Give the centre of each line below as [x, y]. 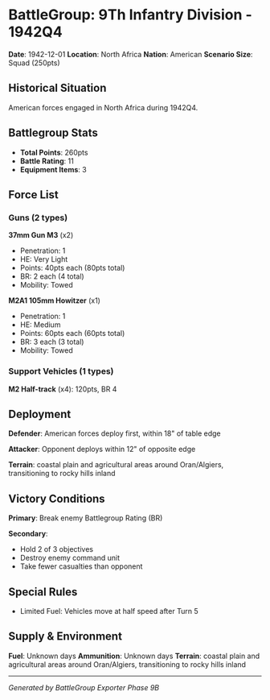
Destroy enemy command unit [70, 558]
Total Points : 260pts [54, 152]
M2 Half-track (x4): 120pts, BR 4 [63, 389]
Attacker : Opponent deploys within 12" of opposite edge [102, 449]
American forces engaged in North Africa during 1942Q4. [103, 107]
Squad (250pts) [34, 63]
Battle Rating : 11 [47, 161]
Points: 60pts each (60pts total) [72, 333]
